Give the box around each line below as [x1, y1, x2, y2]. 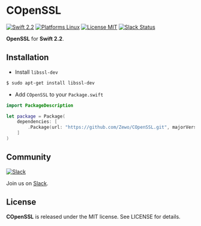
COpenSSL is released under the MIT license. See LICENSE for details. [6, 213, 181, 220]
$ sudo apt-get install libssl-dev [6, 80, 95, 86]
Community [6, 152, 51, 162]
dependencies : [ [17, 119, 58, 125]
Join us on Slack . [6, 179, 49, 186]
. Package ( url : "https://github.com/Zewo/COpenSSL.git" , [28, 124, 170, 131]
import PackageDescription [6, 103, 74, 109]
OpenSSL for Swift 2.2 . [6, 35, 64, 42]
